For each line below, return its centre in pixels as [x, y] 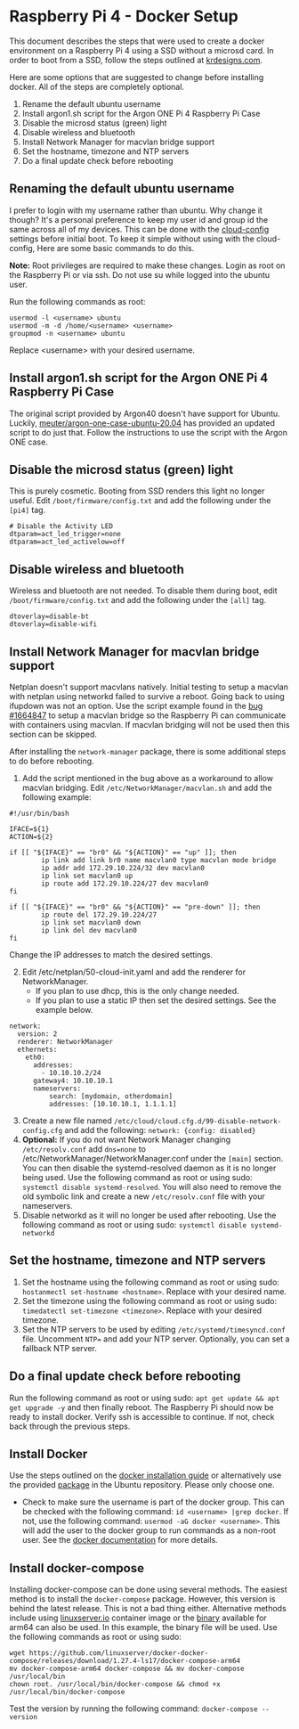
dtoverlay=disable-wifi [53, 624]
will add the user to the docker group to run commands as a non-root [149, 1530]
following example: [57, 797]
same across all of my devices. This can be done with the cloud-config [139, 229]
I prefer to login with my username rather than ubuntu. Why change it [136, 210]
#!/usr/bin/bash [39, 813]
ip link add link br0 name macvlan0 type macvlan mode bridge [159, 860]
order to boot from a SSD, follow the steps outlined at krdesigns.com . [136, 60]
